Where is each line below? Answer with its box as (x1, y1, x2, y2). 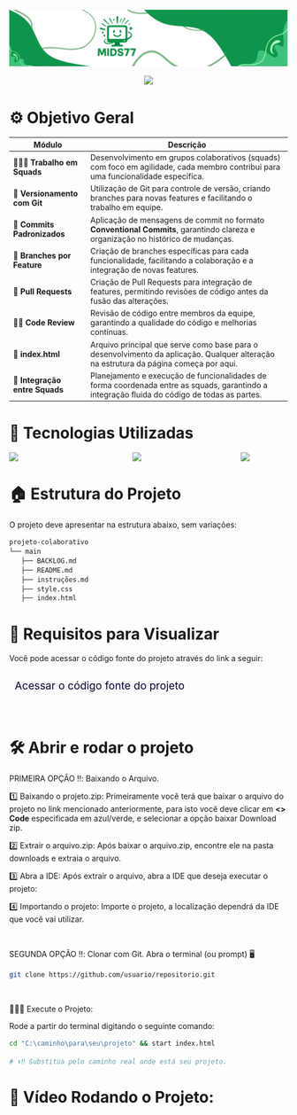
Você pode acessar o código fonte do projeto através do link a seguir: (9, 653, 263, 664)
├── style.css (20, 584, 73, 594)
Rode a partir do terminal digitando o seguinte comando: (9, 1020, 215, 1031)
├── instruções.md (20, 575, 89, 584)
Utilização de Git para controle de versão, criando (89, 183, 271, 194)
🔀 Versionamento (12, 188, 79, 199)
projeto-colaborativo (9, 538, 89, 547)
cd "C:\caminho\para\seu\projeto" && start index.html (9, 1039, 216, 1048)
